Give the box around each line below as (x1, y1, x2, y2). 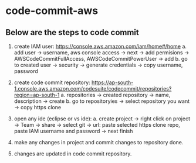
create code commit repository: (13, 79, 90, 86)
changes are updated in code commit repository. (13, 150, 132, 157)
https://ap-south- (91, 79, 134, 86)
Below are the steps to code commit (5, 27, 139, 37)
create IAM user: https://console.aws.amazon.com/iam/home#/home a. (13, 43, 187, 50)
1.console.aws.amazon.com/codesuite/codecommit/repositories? (13, 85, 172, 92)
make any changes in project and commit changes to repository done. (13, 139, 184, 145)
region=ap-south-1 (13, 92, 60, 98)
